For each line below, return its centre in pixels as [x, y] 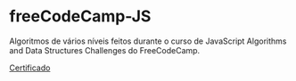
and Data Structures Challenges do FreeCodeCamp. [105, 50]
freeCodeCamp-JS [80, 16]
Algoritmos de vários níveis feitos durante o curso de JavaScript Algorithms [148, 41]
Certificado [30, 68]
